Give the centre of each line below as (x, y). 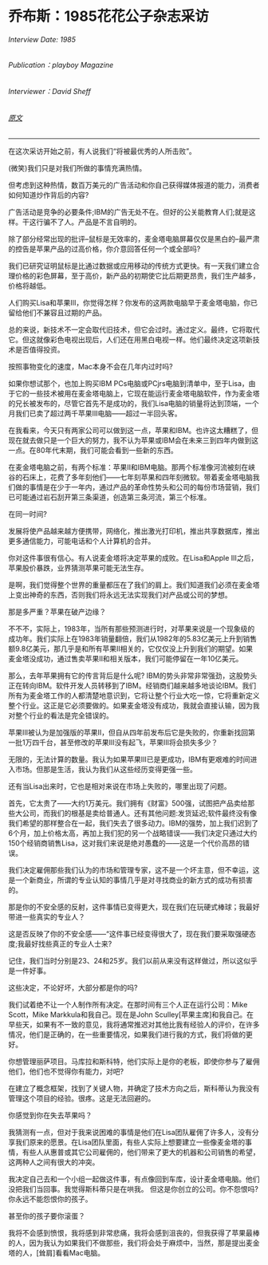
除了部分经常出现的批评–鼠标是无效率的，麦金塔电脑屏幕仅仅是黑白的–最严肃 (134, 239)
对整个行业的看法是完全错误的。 (61, 715)
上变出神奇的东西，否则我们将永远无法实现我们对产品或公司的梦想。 (120, 595)
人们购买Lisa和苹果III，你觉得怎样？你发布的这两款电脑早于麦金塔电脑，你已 (133, 303)
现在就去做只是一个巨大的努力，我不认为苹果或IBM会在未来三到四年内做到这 (134, 440)
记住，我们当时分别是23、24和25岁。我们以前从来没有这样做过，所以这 (126, 961)
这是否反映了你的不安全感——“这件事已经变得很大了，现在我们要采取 (122, 934)
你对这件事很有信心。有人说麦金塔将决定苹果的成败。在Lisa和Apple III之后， (133, 558)
